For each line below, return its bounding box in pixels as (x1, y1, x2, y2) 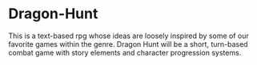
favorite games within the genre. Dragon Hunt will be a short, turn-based (8, 39, 248, 48)
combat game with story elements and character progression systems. (8, 48, 242, 57)
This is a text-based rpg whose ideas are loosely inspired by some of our (8, 31, 250, 40)
